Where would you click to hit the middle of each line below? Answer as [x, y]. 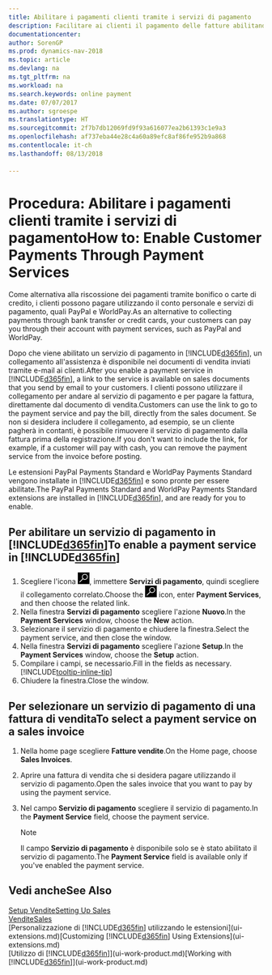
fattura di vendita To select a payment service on [133, 719]
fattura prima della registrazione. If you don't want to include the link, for [128, 439]
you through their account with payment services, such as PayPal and [125, 329]
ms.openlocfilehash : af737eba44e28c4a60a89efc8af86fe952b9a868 [117, 137]
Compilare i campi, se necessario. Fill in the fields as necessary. [126, 663]
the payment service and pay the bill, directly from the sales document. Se [132, 414]
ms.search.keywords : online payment [70, 94]
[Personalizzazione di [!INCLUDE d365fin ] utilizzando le [100, 927]
